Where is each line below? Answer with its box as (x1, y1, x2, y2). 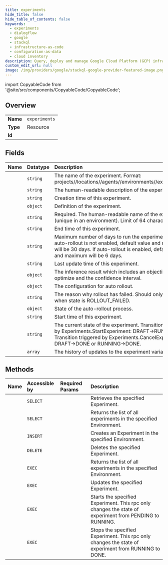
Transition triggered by (54, 333, 108, 340)
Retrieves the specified (90, 394, 145, 401)
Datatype (26, 163, 50, 170)
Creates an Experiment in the (90, 429, 159, 436)
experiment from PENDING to (90, 512, 159, 519)
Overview (5, 101, 36, 110)
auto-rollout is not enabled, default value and (54, 239, 161, 246)
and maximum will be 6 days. (54, 252, 122, 259)
